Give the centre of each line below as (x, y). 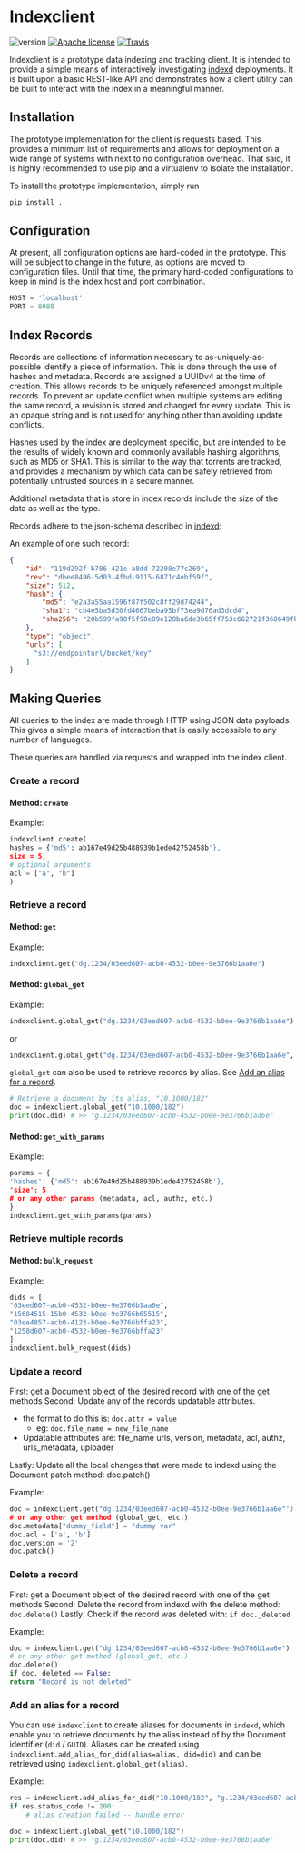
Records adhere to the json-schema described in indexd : (116, 526)
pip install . (36, 202)
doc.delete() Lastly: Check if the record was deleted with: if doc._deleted (150, 1614)
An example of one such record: (69, 544)
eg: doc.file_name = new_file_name (102, 1428)
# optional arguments (50, 865)
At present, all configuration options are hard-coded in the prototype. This (148, 253)
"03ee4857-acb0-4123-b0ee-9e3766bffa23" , (89, 1323)
